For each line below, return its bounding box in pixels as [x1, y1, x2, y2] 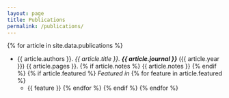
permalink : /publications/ [7, 23, 84, 29]
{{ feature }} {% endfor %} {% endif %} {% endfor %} [27, 84, 179, 93]
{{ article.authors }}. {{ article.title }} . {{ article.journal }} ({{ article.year [16, 55, 220, 63]
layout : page [7, 10, 44, 17]
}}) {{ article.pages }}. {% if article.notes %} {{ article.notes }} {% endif [16, 62, 217, 71]
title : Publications [7, 16, 66, 23]
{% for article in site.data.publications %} [7, 42, 123, 50]
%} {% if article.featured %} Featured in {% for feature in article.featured [16, 69, 223, 77]
